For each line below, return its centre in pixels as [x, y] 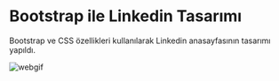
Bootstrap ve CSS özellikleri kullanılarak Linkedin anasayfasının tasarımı [140, 40]
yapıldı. [23, 49]
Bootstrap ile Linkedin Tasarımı [126, 16]
